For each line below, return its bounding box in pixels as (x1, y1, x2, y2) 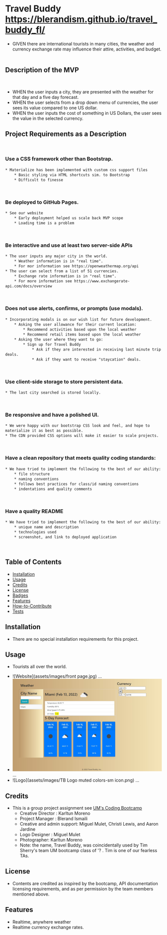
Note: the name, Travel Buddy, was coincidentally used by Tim (19, 842, 148, 848)
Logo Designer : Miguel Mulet (19, 832, 81, 838)
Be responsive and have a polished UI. (5, 411, 99, 418)
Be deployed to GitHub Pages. (5, 198, 79, 205)
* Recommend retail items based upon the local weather (23, 332, 141, 337)
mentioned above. (12, 891, 50, 897)
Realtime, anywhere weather (12, 919, 71, 925)
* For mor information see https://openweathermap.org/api (14, 264, 139, 269)
